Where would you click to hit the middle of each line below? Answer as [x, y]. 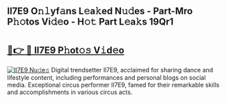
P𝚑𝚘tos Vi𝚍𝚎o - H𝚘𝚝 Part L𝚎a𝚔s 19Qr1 [90, 22]
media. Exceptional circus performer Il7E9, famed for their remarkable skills [113, 85]
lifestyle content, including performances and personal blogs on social [106, 77]
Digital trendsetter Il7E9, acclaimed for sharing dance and [132, 70]
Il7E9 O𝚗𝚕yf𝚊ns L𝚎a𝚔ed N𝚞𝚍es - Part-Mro [100, 11]
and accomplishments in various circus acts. [70, 92]
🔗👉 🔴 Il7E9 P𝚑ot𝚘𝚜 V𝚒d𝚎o [66, 50]
